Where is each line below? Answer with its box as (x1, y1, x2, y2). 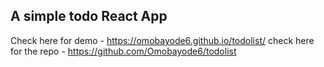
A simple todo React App (10, 8, 168, 25)
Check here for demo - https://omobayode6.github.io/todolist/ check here (10, 34, 315, 46)
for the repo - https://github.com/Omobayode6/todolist (10, 45, 237, 57)
